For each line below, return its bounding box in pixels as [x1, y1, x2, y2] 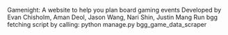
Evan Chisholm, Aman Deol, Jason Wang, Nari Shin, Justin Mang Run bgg [7, 13, 218, 21]
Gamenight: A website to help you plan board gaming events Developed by [7, 6, 222, 14]
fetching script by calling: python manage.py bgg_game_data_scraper [7, 21, 207, 28]
